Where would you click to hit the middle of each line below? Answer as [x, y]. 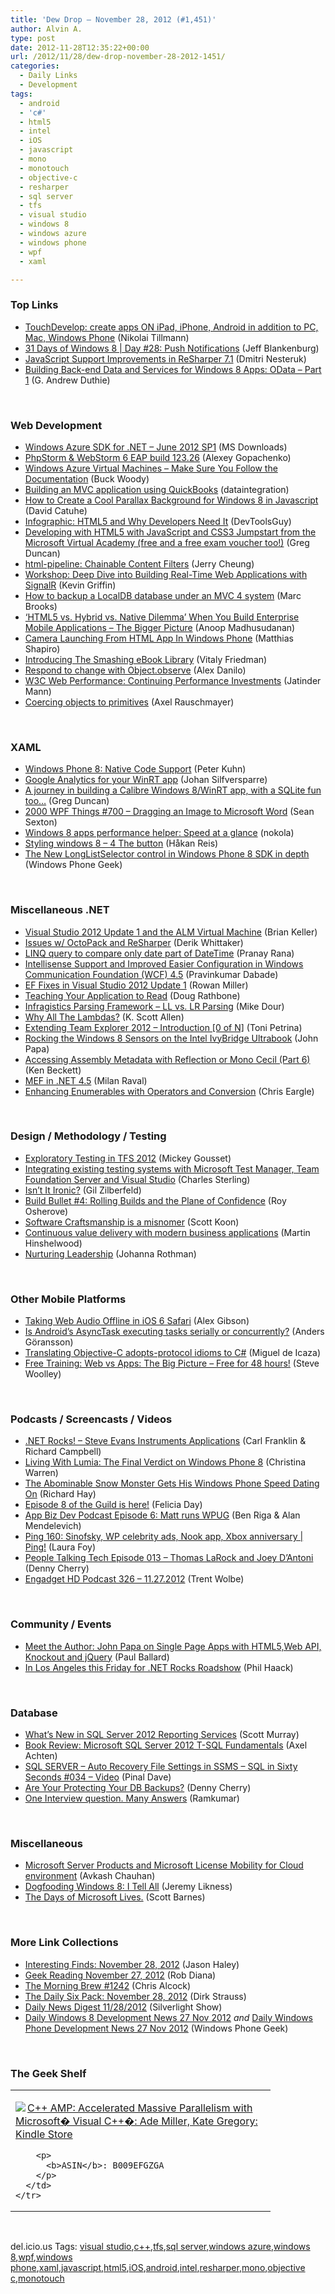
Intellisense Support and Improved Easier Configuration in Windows [164, 963]
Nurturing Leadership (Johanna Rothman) [110, 1253]
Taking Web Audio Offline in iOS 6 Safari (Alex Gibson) [137, 1321]
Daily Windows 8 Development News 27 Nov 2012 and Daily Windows [168, 2017]
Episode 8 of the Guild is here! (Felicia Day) [113, 1505]
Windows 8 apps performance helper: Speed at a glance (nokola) [159, 833]
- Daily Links [48, 76]
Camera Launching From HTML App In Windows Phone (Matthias [159, 638]
